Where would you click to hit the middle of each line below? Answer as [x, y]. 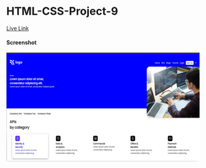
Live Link [18, 28]
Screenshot [21, 42]
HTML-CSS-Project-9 [62, 11]
